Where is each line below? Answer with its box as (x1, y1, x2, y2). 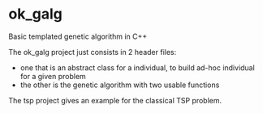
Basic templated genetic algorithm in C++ (8, 31, 148, 41)
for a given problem (19, 71, 87, 81)
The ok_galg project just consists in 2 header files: (8, 47, 177, 56)
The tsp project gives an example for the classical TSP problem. (8, 95, 222, 105)
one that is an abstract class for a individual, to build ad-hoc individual (19, 62, 256, 73)
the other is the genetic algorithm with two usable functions (19, 80, 220, 90)
